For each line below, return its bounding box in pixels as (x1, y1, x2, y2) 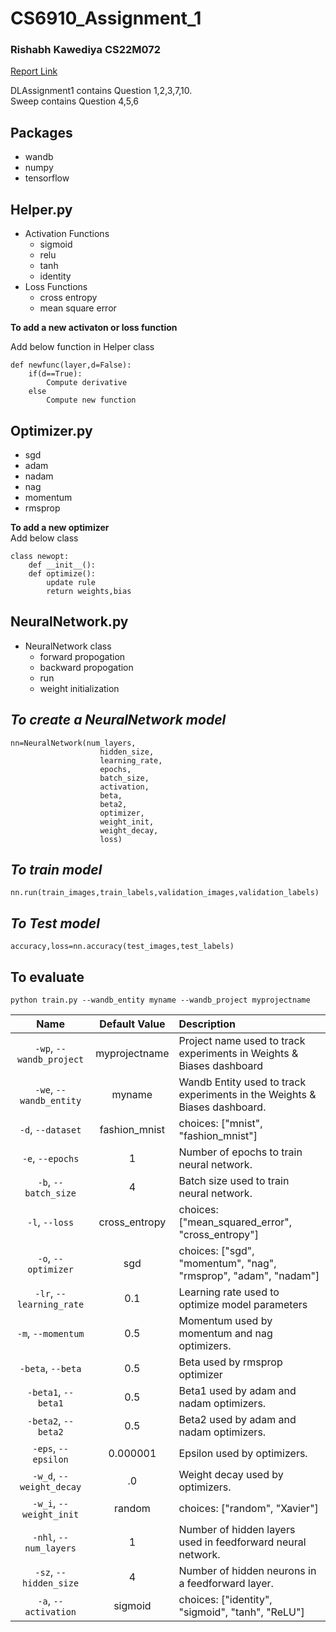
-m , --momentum (16, 1326, 85, 1340)
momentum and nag (178, 1326, 273, 1340)
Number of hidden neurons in (178, 1563, 317, 1577)
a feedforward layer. (178, 1576, 274, 1590)
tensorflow (24, 172, 70, 184)
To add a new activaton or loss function (10, 322, 178, 334)
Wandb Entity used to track (178, 1075, 307, 1089)
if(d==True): (28, 369, 83, 379)
